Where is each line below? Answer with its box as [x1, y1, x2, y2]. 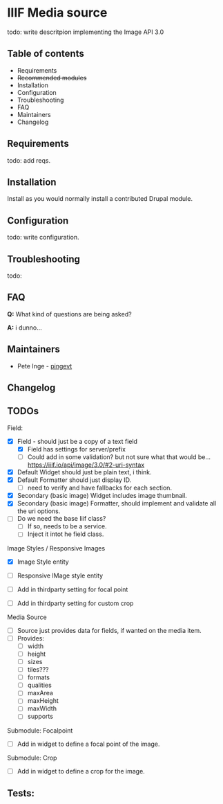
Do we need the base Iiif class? [17, 515, 106, 523]
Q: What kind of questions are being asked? [7, 310, 133, 318]
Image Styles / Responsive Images [7, 544, 106, 552]
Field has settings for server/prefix [27, 445, 126, 453]
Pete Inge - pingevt [17, 361, 72, 370]
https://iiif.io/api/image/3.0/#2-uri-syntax [27, 461, 145, 469]
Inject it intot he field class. [27, 530, 104, 538]
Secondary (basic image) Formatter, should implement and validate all [17, 499, 217, 508]
